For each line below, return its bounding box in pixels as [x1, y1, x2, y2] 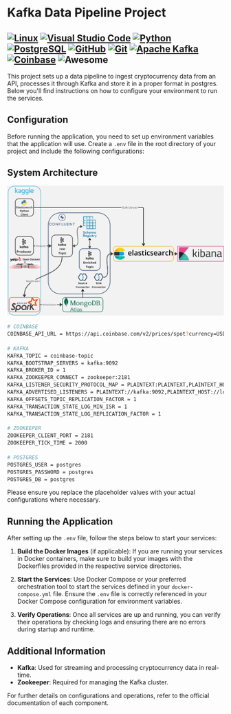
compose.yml [16, 591, 52, 598]
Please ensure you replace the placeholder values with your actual [7, 488, 196, 497]
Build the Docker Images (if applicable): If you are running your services [16, 547, 223, 555]
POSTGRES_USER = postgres [7, 461, 81, 468]
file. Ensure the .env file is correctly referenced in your [52, 590, 208, 598]
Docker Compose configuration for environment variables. [16, 598, 182, 606]
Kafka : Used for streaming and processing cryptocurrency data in [16, 664, 205, 671]
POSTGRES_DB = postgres [7, 476, 76, 483]
